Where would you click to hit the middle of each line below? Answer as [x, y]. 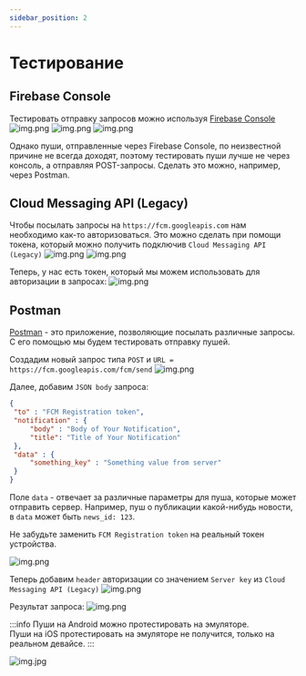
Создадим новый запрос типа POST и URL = [92, 360]
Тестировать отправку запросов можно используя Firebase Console [143, 118]
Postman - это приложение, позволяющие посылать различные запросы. [153, 333]
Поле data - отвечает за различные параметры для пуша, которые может [153, 497]
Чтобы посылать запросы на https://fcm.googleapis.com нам [128, 225]
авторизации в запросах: [58, 282]
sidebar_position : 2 [49, 18]
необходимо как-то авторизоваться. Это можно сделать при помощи [145, 235]
